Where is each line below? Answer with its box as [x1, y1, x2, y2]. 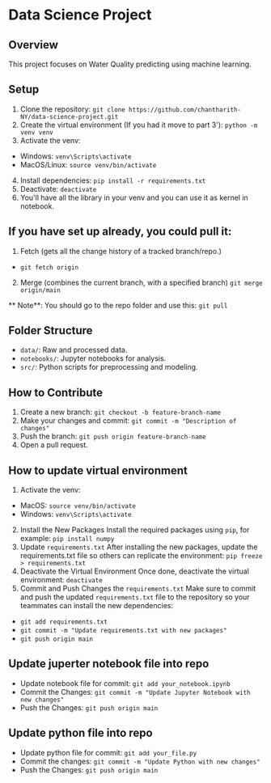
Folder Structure [8, 324, 93, 337]
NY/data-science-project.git [19, 112, 119, 121]
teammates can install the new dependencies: [19, 601, 174, 611]
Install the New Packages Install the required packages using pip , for [19, 525, 250, 535]
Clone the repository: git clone [19, 104, 125, 114]
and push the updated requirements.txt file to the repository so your [19, 592, 250, 602]
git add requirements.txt [19, 618, 108, 626]
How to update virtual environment [8, 463, 188, 477]
